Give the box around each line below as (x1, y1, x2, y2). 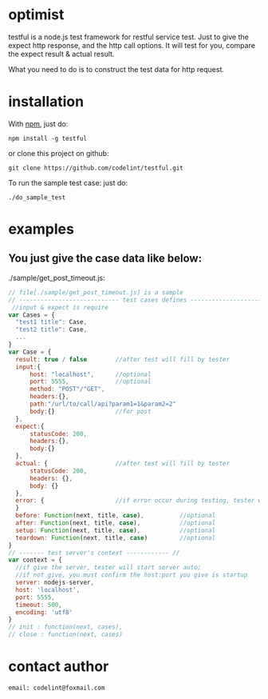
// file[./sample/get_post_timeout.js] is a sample (8, 288, 183, 297)
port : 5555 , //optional (29, 377, 152, 385)
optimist (8, 6, 65, 24)
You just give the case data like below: (8, 252, 202, 266)
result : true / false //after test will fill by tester (15, 355, 230, 363)
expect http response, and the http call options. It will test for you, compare (8, 40, 255, 50)
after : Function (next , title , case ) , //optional (15, 519, 216, 527)
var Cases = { (8, 310, 56, 319)
